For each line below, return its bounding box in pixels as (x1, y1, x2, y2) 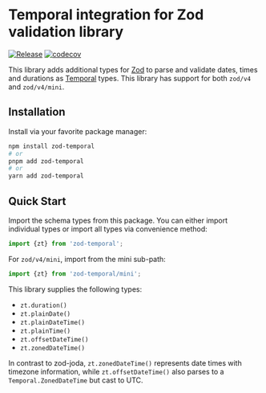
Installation (8, 105, 66, 119)
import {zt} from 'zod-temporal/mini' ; (8, 269, 142, 278)
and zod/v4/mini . (8, 82, 65, 92)
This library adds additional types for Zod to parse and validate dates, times (8, 64, 258, 74)
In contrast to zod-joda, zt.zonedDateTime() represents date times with (8, 358, 242, 367)
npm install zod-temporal (8, 142, 95, 150)
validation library (8, 23, 124, 41)
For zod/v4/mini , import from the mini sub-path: (8, 254, 166, 264)
